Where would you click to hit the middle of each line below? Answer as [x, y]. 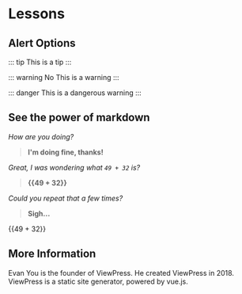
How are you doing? [41, 136]
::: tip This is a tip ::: [40, 62]
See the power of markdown [79, 118]
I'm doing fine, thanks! [66, 152]
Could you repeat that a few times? [66, 198]
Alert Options [42, 43]
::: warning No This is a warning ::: [64, 77]
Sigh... [39, 213]
